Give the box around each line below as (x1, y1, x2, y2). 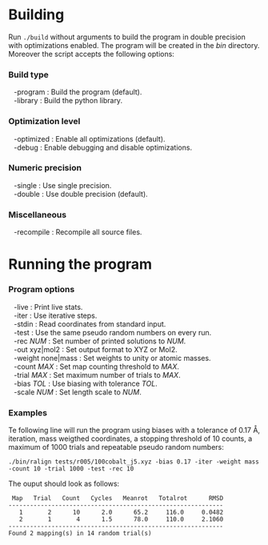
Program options (8, 284, 75, 295)
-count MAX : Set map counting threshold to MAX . (13, 362, 180, 371)
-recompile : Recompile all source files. (13, 227, 142, 237)
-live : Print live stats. (13, 302, 83, 311)
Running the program (8, 255, 153, 274)
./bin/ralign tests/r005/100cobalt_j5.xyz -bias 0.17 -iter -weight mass (8, 458, 260, 466)
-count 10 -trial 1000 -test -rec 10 (8, 464, 134, 473)
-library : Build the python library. (13, 96, 122, 106)
